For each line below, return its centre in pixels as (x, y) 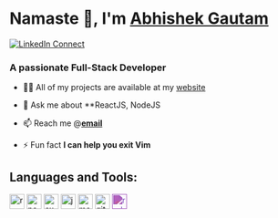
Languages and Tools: (74, 177)
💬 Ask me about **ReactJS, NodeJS (92, 105)
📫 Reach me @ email (62, 123)
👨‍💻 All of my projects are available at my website (114, 88)
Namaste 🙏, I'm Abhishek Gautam (139, 19)
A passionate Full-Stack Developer (88, 67)
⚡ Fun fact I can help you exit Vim (87, 145)
